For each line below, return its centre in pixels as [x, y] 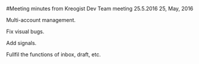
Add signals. [21, 43]
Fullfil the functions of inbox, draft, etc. [53, 55]
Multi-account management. [41, 20]
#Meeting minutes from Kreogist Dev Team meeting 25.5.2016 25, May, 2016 [100, 9]
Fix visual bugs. [25, 31]
